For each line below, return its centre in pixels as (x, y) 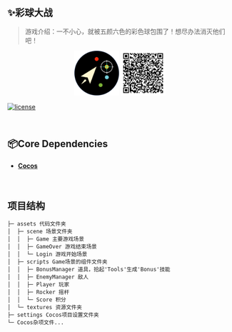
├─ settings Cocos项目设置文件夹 (53, 315)
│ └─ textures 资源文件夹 (45, 308)
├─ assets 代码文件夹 (37, 224)
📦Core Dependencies (58, 144)
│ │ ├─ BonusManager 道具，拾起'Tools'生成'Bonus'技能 (89, 270)
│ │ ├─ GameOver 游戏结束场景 (52, 247)
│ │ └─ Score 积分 (37, 300)
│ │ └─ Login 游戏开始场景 (47, 255)
